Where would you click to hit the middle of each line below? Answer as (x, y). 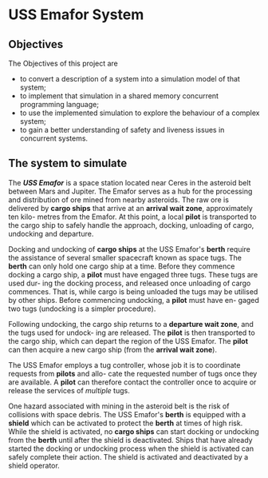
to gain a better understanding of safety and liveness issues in (122, 130)
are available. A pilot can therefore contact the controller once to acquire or (132, 382)
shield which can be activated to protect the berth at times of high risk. (126, 423)
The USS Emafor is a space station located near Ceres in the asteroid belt (130, 182)
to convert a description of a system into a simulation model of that (130, 79)
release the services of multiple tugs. (69, 390)
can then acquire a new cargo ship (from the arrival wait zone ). (113, 349)
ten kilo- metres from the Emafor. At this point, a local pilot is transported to (132, 217)
